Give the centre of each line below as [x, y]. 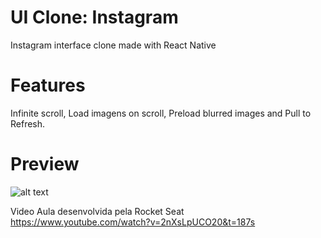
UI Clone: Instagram [94, 17]
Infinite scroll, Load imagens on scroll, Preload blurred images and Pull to [161, 113]
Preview [45, 164]
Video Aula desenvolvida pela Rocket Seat [97, 211]
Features [48, 85]
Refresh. [28, 123]
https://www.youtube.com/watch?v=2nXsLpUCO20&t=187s [133, 222]
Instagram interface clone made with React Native [113, 45]
